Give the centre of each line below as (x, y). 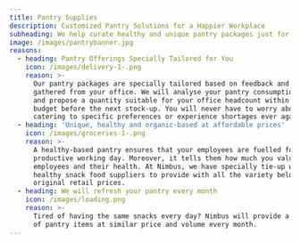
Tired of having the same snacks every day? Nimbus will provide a (161, 216)
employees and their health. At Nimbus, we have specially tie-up (159, 166)
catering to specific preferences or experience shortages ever (155, 117)
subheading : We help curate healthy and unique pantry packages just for (150, 34)
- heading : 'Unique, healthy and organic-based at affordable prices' (151, 126)
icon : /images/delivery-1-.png (83, 68)
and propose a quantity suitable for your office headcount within (161, 100)
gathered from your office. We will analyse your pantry (141, 92)
